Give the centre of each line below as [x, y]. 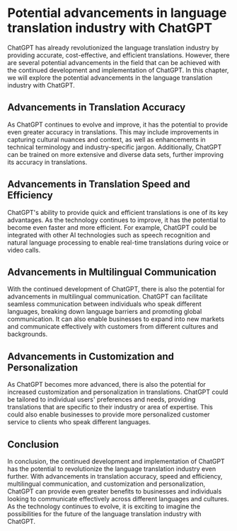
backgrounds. [28, 334]
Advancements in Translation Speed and [99, 184]
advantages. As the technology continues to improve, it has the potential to [117, 220]
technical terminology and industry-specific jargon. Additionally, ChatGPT [115, 147]
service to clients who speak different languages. [79, 422]
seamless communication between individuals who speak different [104, 304]
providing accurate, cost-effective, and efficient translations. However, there [118, 55]
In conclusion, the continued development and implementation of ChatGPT [116, 461]
